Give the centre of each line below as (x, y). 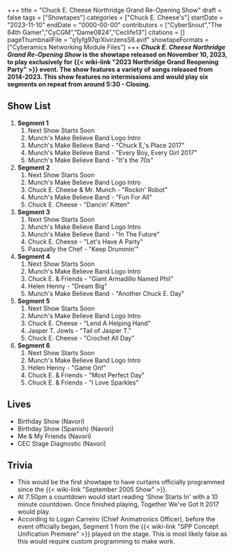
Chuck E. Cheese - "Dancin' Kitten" (79, 204)
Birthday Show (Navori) (51, 421)
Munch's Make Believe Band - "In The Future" (94, 234)
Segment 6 (34, 345)
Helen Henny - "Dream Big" (67, 286)
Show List (29, 106)
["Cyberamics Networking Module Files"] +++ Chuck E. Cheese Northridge (116, 47)
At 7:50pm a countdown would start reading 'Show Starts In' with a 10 (118, 497)
